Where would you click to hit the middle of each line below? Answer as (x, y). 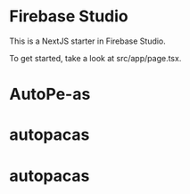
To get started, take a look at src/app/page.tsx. (95, 58)
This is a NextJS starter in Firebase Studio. (88, 41)
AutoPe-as (50, 94)
